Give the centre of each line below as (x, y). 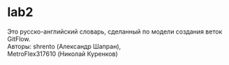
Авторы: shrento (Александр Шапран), (64, 46)
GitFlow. (19, 38)
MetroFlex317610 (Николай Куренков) (63, 54)
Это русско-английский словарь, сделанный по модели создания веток (115, 31)
